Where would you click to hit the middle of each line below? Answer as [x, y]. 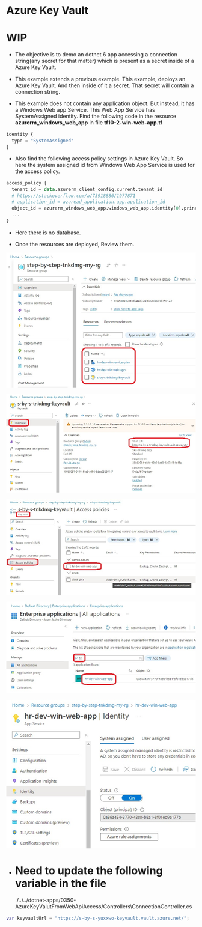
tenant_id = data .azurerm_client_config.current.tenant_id [87, 189]
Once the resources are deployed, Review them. [75, 244]
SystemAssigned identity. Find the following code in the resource [95, 116]
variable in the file [61, 883]
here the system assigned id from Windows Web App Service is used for [105, 165]
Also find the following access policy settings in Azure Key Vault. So [99, 158]
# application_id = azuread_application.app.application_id [88, 202]
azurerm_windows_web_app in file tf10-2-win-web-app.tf [89, 123]
